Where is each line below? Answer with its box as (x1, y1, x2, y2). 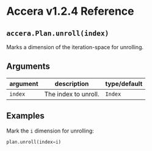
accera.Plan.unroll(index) (6, 29, 109, 37)
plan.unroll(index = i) (6, 139, 62, 145)
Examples (6, 110, 45, 121)
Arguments (6, 61, 51, 72)
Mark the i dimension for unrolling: (6, 127, 95, 134)
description (54, 79, 89, 88)
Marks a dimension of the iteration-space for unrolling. (6, 44, 144, 50)
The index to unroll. (44, 90, 100, 98)
